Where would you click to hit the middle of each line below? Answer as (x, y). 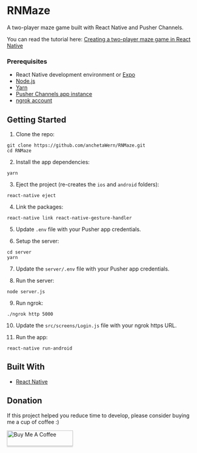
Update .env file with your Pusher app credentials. (78, 229)
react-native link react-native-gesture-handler (69, 218)
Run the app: (32, 337)
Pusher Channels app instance (54, 94)
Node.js (25, 81)
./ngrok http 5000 (30, 314)
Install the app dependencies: (53, 162)
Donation (25, 401)
